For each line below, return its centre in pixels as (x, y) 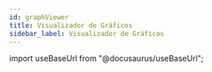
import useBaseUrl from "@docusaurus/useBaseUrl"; (106, 59)
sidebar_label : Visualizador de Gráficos (87, 33)
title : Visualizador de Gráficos (71, 25)
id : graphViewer (39, 17)
